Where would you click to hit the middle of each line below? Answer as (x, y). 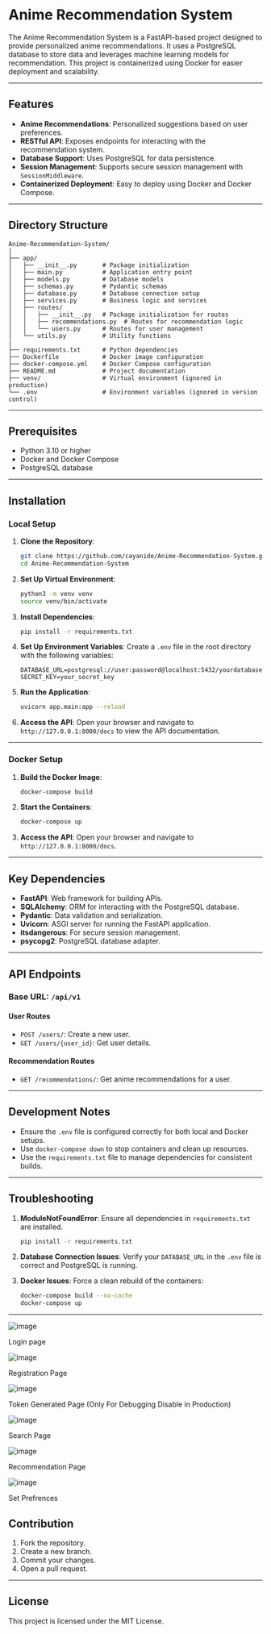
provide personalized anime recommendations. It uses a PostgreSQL (122, 45)
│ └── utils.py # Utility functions (90, 336)
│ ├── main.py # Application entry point (101, 272)
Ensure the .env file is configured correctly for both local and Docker (134, 1132)
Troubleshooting (51, 1199)
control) (23, 399)
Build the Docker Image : (61, 777)
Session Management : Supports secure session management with (131, 166)
